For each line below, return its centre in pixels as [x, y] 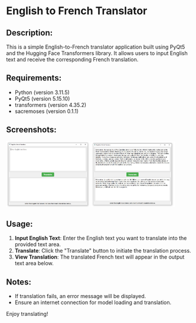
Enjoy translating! [27, 314]
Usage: [20, 224]
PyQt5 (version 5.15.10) [42, 98]
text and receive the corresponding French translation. [72, 59]
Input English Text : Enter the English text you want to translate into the [101, 238]
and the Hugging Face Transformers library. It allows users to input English [97, 53]
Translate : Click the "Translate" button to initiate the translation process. [103, 251]
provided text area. [37, 244]
